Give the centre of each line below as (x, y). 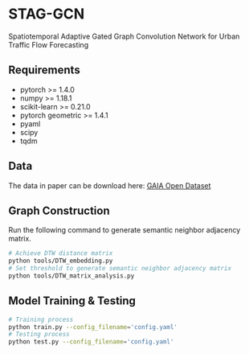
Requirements (44, 70)
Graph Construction (59, 210)
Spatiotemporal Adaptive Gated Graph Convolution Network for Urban (124, 36)
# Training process (41, 319)
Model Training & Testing (72, 301)
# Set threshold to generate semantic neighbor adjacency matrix (120, 269)
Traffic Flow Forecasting (49, 44)
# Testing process (39, 335)
